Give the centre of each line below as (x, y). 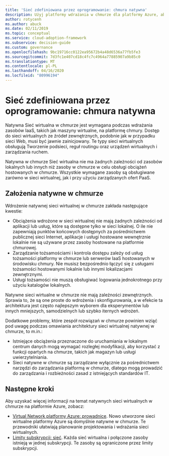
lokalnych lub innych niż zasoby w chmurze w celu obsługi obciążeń (76, 167)
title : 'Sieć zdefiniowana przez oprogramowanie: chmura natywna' (76, 10)
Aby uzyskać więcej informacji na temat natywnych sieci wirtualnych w (79, 401)
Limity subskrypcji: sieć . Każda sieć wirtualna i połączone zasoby (80, 438)
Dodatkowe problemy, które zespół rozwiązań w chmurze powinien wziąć (81, 320)
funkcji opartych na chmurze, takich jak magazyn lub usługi (74, 352)
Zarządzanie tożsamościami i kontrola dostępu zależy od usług (78, 253)
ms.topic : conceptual (28, 33)
